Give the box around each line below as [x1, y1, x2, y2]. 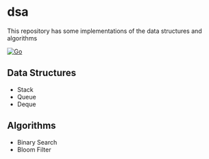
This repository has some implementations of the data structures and [7, 27, 202, 35]
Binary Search [16, 138, 58, 146]
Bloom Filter [16, 145, 51, 154]
